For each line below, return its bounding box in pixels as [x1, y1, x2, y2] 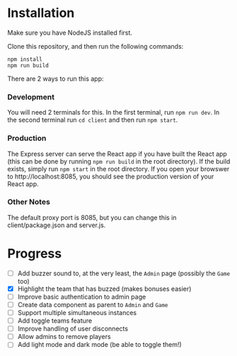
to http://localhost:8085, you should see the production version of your [7, 172, 214, 180]
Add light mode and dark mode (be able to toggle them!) [17, 340, 182, 349]
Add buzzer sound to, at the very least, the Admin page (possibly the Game [17, 269, 231, 277]
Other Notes [7, 197, 51, 207]
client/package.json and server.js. [7, 221, 106, 229]
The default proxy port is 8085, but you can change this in [7, 213, 177, 222]
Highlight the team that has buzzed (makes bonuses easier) [17, 285, 192, 293]
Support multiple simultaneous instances [17, 309, 137, 317]
